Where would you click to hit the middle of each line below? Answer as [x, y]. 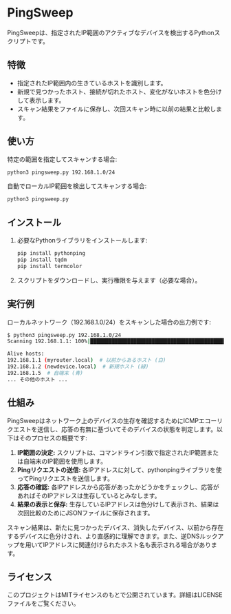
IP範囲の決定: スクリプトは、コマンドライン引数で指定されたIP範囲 [112, 452]
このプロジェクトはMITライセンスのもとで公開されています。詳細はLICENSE [115, 595]
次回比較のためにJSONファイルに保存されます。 [85, 513]
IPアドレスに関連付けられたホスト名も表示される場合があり [127, 544]
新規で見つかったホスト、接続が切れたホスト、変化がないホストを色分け [119, 92]
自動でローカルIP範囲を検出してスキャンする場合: [77, 186]
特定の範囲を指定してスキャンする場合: [62, 159]
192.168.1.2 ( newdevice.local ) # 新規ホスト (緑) [78, 367]
